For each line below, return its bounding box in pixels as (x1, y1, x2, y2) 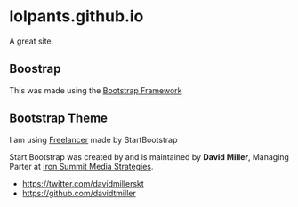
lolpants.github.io (9, 6, 144, 27)
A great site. (9, 36, 54, 46)
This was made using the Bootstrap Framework (9, 84, 182, 95)
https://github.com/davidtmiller (21, 187, 136, 198)
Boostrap (9, 61, 61, 76)
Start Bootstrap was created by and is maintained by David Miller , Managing (9, 151, 289, 162)
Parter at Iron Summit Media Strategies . (9, 161, 154, 171)
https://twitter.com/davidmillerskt (21, 178, 144, 188)
